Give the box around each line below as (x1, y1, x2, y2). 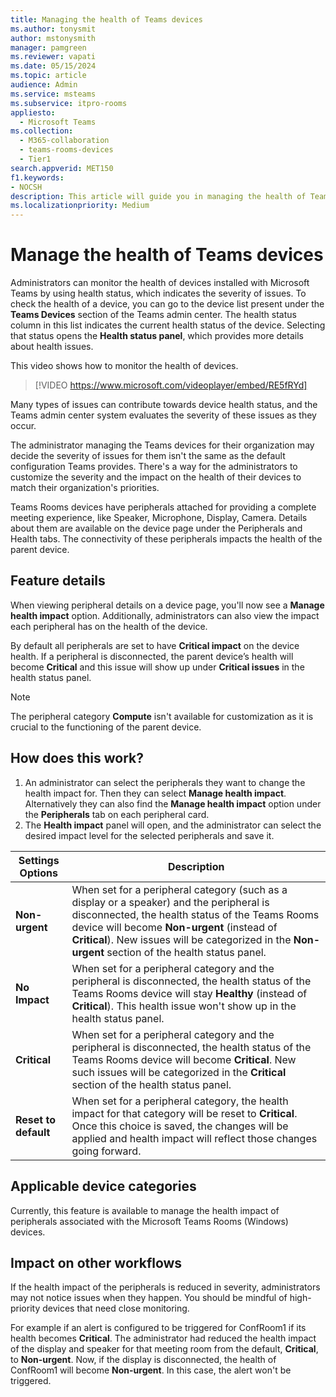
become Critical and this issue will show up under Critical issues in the (10, 661, 305, 673)
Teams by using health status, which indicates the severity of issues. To (10, 287, 307, 300)
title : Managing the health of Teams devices (10, 14, 203, 25)
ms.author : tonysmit (10, 24, 97, 34)
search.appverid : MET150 (10, 163, 114, 173)
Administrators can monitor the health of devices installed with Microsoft (10, 277, 310, 289)
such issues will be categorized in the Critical (71, 1065, 287, 1079)
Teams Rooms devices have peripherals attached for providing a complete (10, 501, 317, 513)
